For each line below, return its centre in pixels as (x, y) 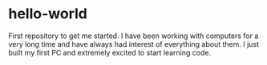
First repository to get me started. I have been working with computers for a (133, 36)
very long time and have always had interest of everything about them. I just (133, 44)
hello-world (48, 14)
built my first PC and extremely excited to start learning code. (109, 52)
